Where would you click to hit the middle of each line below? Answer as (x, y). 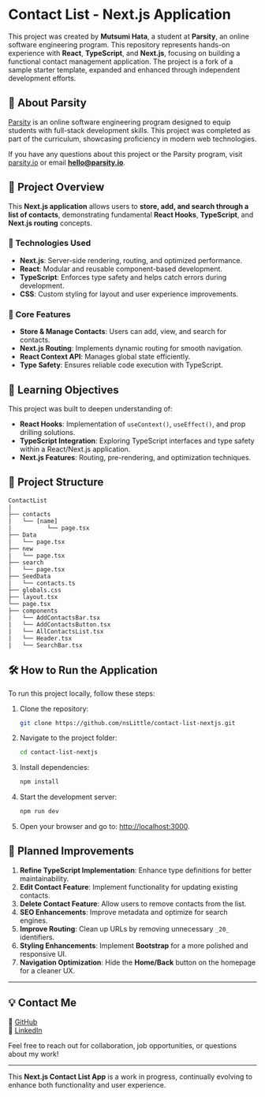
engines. (34, 920)
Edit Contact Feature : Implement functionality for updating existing (129, 887)
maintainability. (44, 878)
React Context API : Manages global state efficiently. (105, 357)
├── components (33, 611)
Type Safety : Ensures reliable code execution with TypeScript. (121, 365)
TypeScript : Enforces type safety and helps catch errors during (123, 277)
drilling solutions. (47, 432)
